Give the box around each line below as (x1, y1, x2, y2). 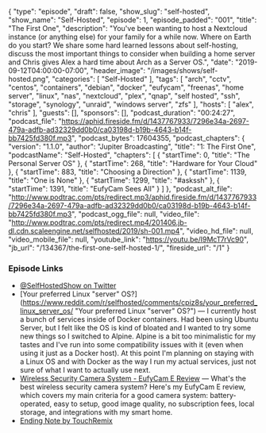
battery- (210, 391, 237, 400)
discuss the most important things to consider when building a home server (8, 49, 256, 58)
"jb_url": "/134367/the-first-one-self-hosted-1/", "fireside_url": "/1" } (8, 243, 230, 253)
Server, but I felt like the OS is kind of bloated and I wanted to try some (19, 323, 252, 333)
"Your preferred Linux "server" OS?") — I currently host (75, 306, 256, 316)
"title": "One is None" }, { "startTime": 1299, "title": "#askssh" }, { (8, 176, 220, 185)
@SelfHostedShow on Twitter (19, 281, 117, 291)
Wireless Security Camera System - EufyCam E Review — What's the (19, 373, 246, 384)
